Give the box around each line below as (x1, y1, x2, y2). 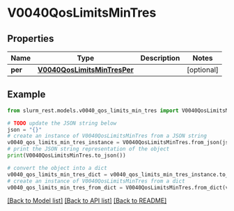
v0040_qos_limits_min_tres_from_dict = (7, 184, 123, 191)
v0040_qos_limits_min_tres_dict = (7, 171, 108, 178)
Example (7, 88, 46, 100)
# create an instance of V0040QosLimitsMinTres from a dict (7, 178, 186, 185)
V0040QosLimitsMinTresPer (37, 65, 134, 75)
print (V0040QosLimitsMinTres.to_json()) (7, 152, 127, 159)
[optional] (187, 65, 219, 75)
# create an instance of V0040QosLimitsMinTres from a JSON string (7, 132, 208, 140)
